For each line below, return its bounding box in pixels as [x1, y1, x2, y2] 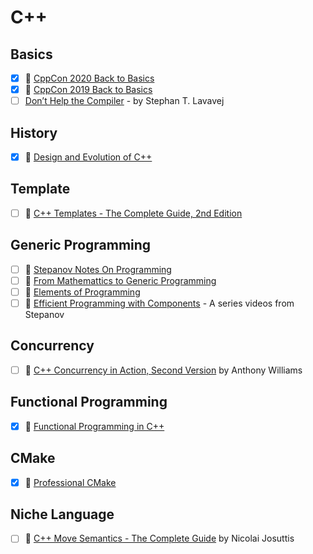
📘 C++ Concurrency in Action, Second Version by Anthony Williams [24, 364, 303, 376]
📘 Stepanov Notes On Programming [24, 263, 172, 275]
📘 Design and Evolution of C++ [24, 151, 153, 163]
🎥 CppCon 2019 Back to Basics [24, 84, 153, 96]
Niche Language [10, 506, 115, 523]
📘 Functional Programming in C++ [24, 420, 165, 432]
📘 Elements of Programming [24, 286, 141, 298]
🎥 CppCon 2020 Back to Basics [24, 72, 155, 84]
